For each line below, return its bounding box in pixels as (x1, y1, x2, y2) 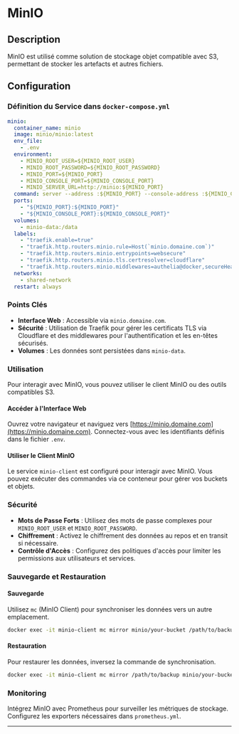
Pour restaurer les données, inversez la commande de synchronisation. (7, 657, 216, 666)
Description (7, 33, 60, 46)
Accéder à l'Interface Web (7, 404, 87, 413)
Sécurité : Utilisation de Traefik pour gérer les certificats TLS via (17, 324, 207, 332)
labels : (14, 230, 37, 238)
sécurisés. (17, 339, 48, 347)
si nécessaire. (17, 538, 59, 547)
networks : (14, 270, 43, 277)
